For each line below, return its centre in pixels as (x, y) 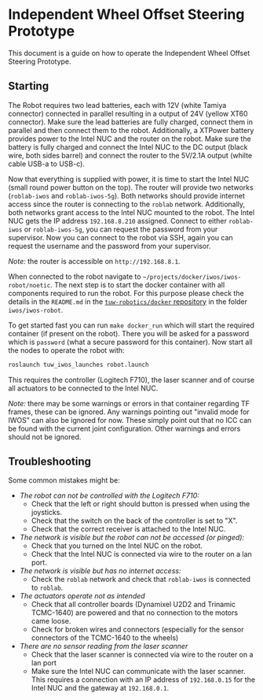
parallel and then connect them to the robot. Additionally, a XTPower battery (131, 130)
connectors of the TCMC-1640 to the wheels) (105, 638)
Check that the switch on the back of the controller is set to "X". (134, 520)
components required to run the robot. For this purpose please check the (126, 293)
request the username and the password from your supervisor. (110, 246)
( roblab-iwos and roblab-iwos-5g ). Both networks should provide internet (127, 195)
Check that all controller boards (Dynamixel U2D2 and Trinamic (133, 605)
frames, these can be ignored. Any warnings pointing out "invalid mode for (129, 412)
